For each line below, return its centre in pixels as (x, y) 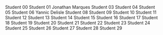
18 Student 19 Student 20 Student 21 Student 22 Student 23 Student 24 (78, 23)
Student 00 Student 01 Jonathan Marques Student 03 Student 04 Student (80, 7)
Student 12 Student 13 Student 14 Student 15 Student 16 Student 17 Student (81, 17)
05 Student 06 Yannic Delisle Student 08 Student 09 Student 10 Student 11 (81, 12)
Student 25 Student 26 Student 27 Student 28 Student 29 (64, 28)
